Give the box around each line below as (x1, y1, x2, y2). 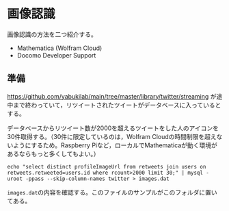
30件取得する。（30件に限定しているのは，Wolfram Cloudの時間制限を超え (7, 132, 217, 140)
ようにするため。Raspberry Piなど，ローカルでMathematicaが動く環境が (12, 141, 217, 149)
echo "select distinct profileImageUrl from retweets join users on (7, 163, 206, 170)
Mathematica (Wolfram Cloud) (16, 44, 103, 52)
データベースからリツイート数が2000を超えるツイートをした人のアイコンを (7, 124, 219, 132)
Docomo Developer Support (16, 51, 96, 59)
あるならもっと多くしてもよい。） (7, 149, 100, 158)
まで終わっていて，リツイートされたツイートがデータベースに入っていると (12, 101, 221, 109)
